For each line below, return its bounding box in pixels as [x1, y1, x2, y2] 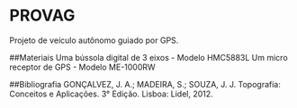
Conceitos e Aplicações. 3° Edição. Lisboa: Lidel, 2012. [9, 88, 213, 99]
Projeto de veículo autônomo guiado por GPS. [9, 35, 179, 46]
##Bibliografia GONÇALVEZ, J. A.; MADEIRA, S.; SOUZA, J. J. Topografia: [9, 79, 282, 89]
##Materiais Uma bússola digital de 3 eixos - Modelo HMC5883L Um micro [9, 52, 288, 62]
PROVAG [9, 5, 76, 26]
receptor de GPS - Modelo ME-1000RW [9, 62, 156, 72]
